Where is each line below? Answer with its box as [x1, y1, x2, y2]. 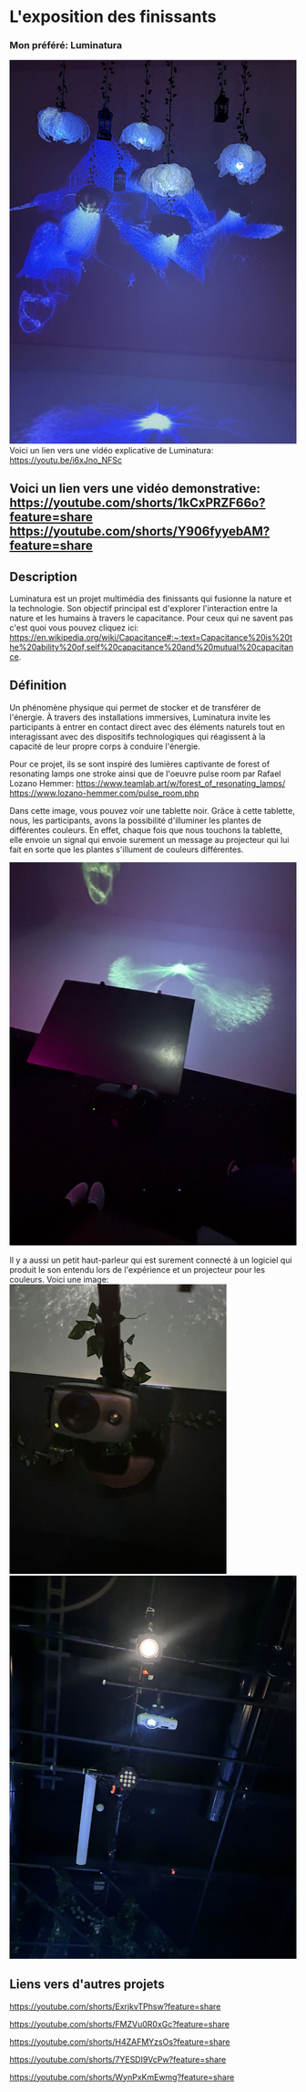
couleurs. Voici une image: [9, 1274, 109, 1285]
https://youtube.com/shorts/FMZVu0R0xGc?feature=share [9, 2018, 230, 2029]
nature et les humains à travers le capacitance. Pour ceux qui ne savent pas [9, 612, 294, 623]
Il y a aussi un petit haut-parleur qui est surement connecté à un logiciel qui [9, 1254, 293, 1265]
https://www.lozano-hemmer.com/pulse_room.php [9, 787, 199, 798]
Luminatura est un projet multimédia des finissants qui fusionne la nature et [9, 593, 292, 604]
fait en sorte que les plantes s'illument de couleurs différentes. [9, 844, 244, 855]
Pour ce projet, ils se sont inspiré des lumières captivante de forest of [9, 758, 270, 769]
